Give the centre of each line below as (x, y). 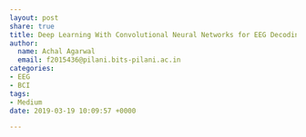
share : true (32, 26)
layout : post (34, 18)
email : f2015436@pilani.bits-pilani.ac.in (99, 60)
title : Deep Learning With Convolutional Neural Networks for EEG (138, 34)
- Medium (26, 102)
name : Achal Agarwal (56, 52)
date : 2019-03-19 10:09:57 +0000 (73, 111)
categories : (32, 69)
